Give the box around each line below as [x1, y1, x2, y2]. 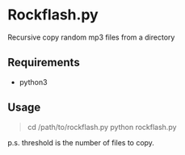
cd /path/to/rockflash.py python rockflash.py [27, 122, 177, 132]
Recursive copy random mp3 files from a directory [7, 32, 175, 42]
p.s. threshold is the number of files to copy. [7, 137, 155, 147]
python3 [19, 77, 48, 86]
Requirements [7, 56, 80, 69]
